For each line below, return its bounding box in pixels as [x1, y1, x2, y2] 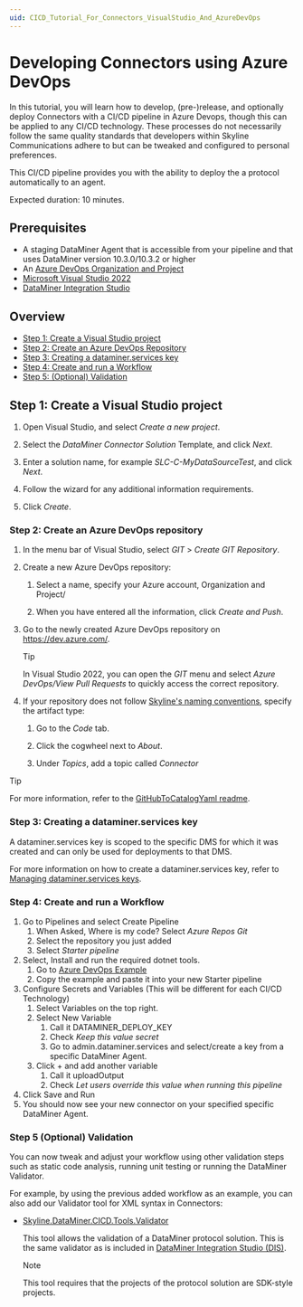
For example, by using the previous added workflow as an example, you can [9, 1189, 293, 1199]
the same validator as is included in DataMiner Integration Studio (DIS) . [22, 1243, 287, 1254]
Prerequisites [9, 220, 87, 235]
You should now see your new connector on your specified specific [22, 1098, 274, 1109]
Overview [9, 308, 66, 324]
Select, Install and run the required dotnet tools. [22, 954, 201, 965]
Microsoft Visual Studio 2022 [22, 273, 131, 284]
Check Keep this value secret [49, 1031, 159, 1042]
